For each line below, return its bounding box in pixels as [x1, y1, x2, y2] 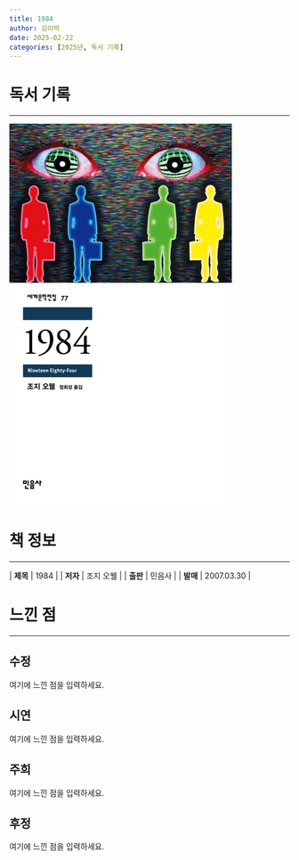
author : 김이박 [9, 23, 61, 33]
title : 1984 [9, 14, 53, 23]
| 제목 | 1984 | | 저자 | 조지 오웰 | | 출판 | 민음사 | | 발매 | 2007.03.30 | [9, 570, 252, 581]
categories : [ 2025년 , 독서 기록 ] [9, 43, 125, 52]
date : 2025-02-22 [9, 33, 74, 42]
